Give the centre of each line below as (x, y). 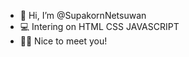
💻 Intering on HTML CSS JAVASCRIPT (99, 26)
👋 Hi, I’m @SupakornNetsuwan (83, 15)
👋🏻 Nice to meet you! (63, 41)
